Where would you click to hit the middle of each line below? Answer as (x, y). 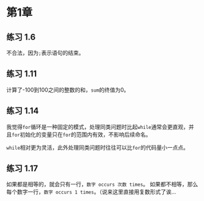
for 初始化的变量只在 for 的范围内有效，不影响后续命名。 (82, 134)
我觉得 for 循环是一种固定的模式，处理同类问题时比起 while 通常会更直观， (98, 126)
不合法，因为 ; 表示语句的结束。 (45, 53)
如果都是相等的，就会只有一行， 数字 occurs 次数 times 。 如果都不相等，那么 (102, 185)
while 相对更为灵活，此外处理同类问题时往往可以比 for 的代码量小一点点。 (98, 147)
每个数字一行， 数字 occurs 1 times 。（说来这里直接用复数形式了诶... (91, 192)
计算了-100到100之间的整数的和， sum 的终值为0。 (68, 90)
